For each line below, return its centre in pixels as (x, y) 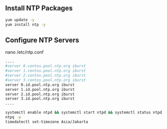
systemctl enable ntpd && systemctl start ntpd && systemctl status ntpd (84, 112)
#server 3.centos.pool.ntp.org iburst (45, 80)
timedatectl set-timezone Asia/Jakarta (47, 122)
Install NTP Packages (39, 8)
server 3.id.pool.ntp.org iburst (40, 99)
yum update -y (20, 20)
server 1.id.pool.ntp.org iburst (40, 89)
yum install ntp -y (25, 25)
